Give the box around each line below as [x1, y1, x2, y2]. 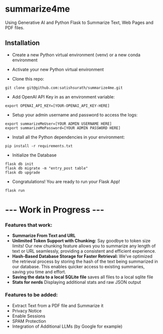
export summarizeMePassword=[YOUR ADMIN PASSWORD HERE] [5, 125, 121, 130]
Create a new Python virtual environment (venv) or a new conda [12, 52, 141, 58]
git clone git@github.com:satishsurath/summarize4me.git [5, 85, 123, 90]
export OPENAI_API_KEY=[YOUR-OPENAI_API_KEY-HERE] [5, 103, 110, 108]
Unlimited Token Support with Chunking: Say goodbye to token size [12, 238, 151, 244]
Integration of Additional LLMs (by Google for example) [12, 323, 123, 329]
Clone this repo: [12, 76, 44, 81]
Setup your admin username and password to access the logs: [12, 112, 138, 118]
